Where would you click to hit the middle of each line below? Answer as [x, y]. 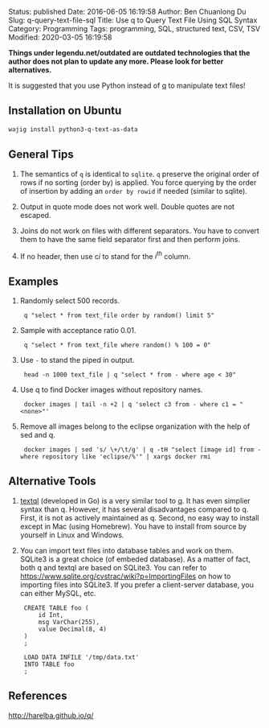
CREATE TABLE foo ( [56, 608]
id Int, [51, 615]
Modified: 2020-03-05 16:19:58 [60, 37]
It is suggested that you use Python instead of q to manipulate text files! [127, 85]
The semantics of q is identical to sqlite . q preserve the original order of [139, 174]
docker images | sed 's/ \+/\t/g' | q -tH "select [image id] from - [143, 450]
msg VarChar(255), [69, 622]
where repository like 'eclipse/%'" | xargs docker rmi [115, 457]
